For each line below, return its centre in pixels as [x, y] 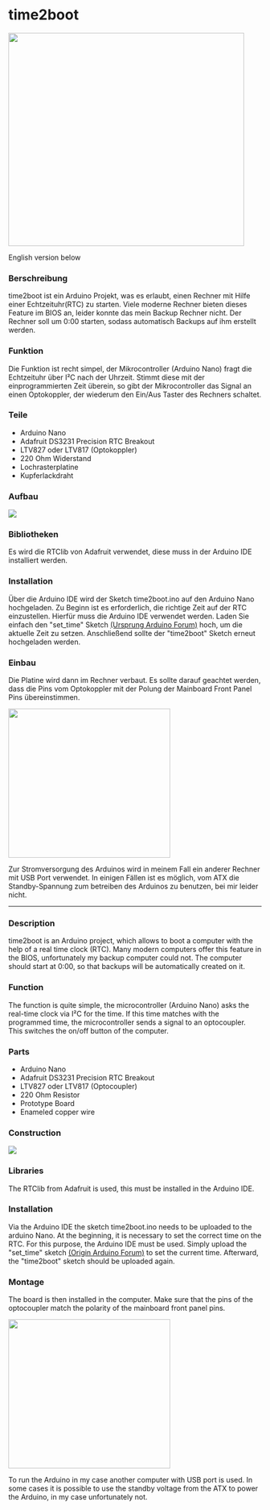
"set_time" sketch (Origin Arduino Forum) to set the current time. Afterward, [133, 1252]
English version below [45, 257]
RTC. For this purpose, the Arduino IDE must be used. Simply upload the [128, 1244]
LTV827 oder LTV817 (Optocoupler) [79, 1086]
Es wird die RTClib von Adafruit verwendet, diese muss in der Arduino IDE [130, 552]
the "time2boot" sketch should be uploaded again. [92, 1261]
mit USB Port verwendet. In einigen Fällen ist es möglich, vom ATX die [124, 878]
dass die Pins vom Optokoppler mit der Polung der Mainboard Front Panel [130, 689]
